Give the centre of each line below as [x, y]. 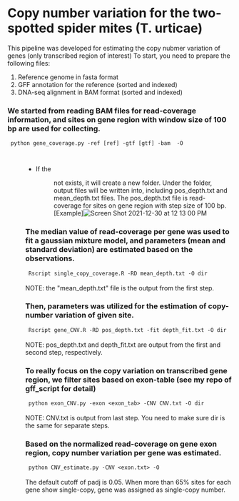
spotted [31, 28]
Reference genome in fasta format [68, 77]
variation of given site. [94, 315]
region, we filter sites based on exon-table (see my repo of [128, 380]
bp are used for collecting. [54, 128]
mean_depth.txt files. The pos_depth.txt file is [120, 198]
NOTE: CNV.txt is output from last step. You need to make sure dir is [125, 418]
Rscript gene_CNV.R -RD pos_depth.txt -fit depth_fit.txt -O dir [127, 330]
